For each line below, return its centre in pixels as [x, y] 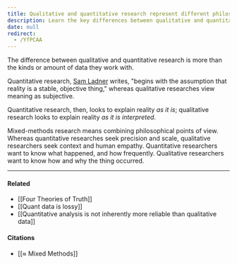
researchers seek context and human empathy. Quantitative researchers [113, 146]
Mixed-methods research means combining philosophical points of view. [113, 131]
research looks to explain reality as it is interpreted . [82, 118]
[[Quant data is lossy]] [50, 207]
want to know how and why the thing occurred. [76, 161]
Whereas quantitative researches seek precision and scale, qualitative [109, 139]
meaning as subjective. [41, 96]
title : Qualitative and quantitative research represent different [109, 14]
